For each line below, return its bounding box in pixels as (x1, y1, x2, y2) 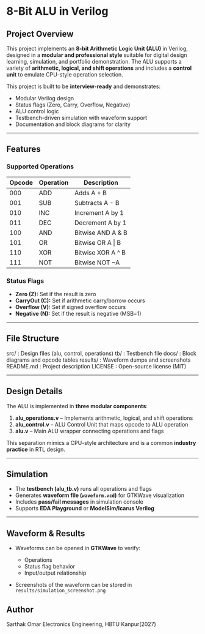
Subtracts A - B (74, 198, 120, 207)
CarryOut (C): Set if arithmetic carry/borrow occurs (15, 297, 145, 304)
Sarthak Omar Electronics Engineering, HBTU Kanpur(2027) (6, 621, 157, 628)
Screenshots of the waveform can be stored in (15, 581, 132, 589)
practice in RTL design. (6, 446, 66, 453)
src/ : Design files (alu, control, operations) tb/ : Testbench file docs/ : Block (6, 349, 197, 357)
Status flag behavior (24, 563, 75, 570)
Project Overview (6, 29, 74, 39)
